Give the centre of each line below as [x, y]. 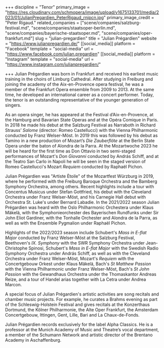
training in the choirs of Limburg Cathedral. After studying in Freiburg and [79, 79]
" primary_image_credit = [129, 17]
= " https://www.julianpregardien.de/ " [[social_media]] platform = [70, 43]
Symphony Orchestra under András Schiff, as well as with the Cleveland [78, 253]
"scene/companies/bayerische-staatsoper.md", [53, 33]
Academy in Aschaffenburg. [33, 340]
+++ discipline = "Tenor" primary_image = [47, 7]
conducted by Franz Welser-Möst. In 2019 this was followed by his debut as [82, 135]
